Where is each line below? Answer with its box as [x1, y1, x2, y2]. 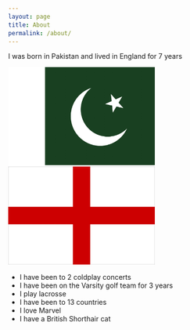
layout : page [8, 13, 51, 20]
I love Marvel [19, 306, 61, 315]
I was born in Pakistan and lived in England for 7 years [8, 52, 182, 61]
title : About [8, 20, 51, 29]
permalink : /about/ [8, 29, 72, 37]
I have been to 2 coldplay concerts [19, 273, 131, 282]
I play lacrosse [19, 289, 66, 299]
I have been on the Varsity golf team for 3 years [19, 281, 174, 290]
